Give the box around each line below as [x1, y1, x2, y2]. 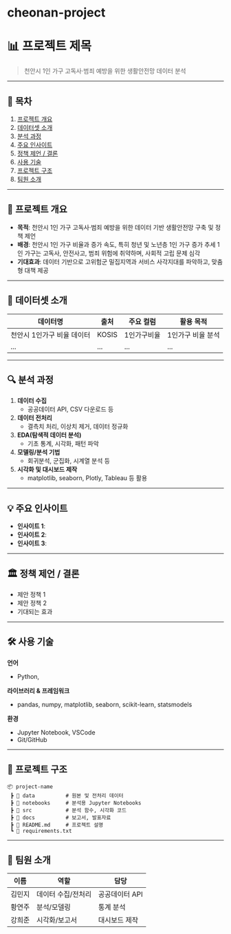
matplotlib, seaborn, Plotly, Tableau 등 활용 [27, 474, 148, 482]
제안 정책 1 [16, 590, 46, 598]
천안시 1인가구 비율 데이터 [10, 330, 91, 340]
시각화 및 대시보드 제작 [16, 466, 78, 474]
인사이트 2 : [16, 531, 47, 539]
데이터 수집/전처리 [36, 889, 91, 899]
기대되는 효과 [16, 607, 53, 616]
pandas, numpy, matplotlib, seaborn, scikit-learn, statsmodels [16, 700, 192, 708]
